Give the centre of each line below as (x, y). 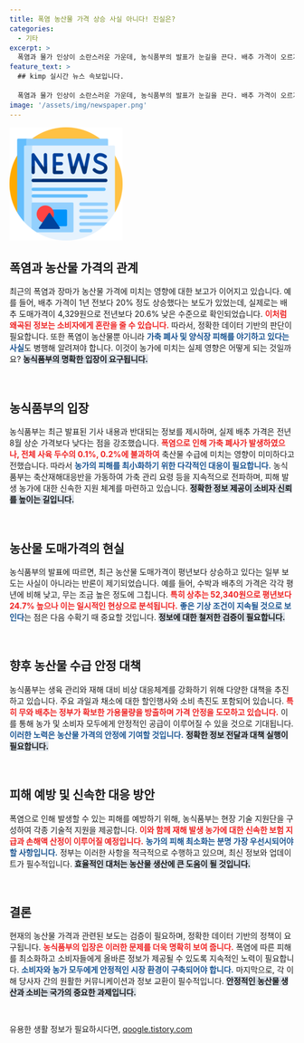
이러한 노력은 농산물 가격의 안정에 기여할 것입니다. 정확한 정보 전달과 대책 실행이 (149, 734)
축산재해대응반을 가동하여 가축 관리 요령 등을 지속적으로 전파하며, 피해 (157, 477)
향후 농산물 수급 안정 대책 (76, 666)
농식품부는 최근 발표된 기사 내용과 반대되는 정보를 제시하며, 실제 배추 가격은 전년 (151, 432)
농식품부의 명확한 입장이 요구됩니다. (85, 359)
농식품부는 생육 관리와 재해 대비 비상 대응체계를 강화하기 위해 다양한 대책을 (141, 689)
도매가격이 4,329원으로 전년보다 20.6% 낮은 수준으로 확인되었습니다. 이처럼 (153, 314)
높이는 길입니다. (47, 500)
